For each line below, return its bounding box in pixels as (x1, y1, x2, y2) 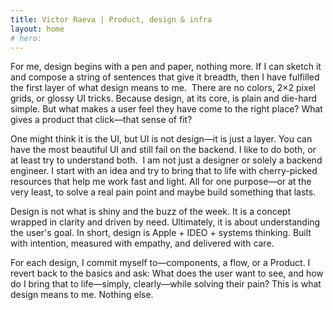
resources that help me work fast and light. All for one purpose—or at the (10, 176, 312, 188)
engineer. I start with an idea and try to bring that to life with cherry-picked (10, 165, 318, 177)
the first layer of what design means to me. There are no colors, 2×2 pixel (10, 82, 316, 94)
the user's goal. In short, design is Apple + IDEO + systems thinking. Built (10, 227, 312, 239)
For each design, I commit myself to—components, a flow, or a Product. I (10, 257, 311, 269)
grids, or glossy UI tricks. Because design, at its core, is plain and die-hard (10, 92, 318, 105)
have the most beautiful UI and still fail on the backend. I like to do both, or (10, 144, 317, 156)
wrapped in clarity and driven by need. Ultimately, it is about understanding (10, 216, 321, 228)
